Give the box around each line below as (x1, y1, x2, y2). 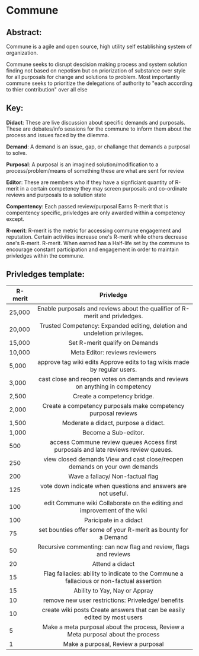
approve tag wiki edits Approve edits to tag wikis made (37, 357, 190, 366)
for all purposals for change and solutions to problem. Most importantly (6, 74, 180, 80)
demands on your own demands (68, 462, 159, 471)
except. (6, 215, 25, 223)
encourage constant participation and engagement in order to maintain (6, 246, 179, 253)
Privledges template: (6, 270, 85, 280)
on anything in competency (75, 382, 152, 391)
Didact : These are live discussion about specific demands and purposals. (6, 119, 185, 126)
